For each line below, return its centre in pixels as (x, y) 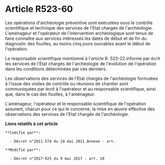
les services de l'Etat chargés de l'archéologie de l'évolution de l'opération (81, 64)
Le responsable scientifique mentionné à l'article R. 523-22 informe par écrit (83, 58)
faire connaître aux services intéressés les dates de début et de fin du (76, 38)
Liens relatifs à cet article (32, 124)
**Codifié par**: (23, 132)
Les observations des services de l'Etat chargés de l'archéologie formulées (82, 78)
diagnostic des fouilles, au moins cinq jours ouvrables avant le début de (78, 43)
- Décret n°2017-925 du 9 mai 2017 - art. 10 (57, 159)
